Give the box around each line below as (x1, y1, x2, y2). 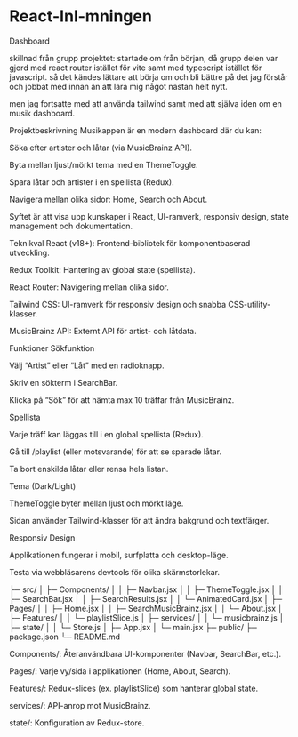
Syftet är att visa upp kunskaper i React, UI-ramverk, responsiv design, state (9, 211, 289, 221)
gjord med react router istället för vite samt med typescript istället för (9, 62, 262, 73)
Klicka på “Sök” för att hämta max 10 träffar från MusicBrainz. (9, 394, 235, 405)
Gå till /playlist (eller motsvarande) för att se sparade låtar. (9, 446, 222, 457)
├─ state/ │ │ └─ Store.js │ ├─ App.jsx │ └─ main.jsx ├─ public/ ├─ (9, 621, 258, 632)
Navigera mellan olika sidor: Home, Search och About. (9, 194, 207, 204)
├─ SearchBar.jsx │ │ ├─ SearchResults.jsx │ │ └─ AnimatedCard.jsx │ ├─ (9, 593, 283, 604)
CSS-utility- (228, 299, 271, 309)
